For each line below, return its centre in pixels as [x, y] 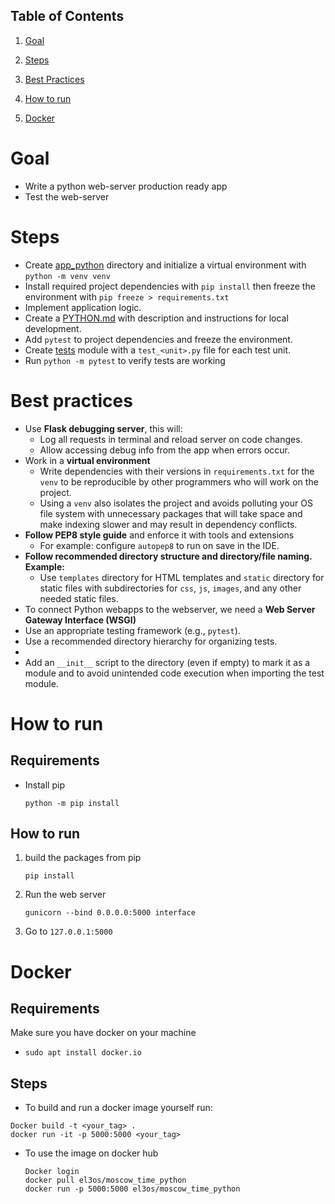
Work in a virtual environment [87, 460]
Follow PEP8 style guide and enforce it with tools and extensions [159, 535]
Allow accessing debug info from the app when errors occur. [165, 450]
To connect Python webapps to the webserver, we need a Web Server [170, 609]
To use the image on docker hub [91, 1153]
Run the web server [65, 895]
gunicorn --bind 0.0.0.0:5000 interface [110, 913]
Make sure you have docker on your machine [103, 1033]
